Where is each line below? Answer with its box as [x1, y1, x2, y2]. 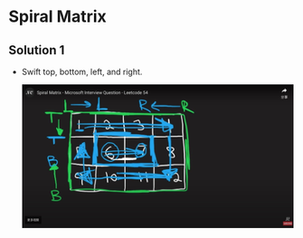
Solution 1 [8, 43, 65, 58]
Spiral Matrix [8, 6, 108, 27]
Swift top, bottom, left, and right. [21, 66, 143, 77]
